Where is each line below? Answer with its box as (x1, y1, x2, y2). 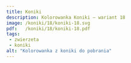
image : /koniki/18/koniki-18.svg (6, 20, 91, 26)
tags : (6, 31, 20, 37)
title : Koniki (6, 8, 42, 15)
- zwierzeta (8, 37, 39, 43)
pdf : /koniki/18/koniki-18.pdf (6, 25, 91, 32)
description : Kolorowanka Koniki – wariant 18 (6, 14, 126, 20)
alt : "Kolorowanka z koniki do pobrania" (6, 48, 112, 54)
